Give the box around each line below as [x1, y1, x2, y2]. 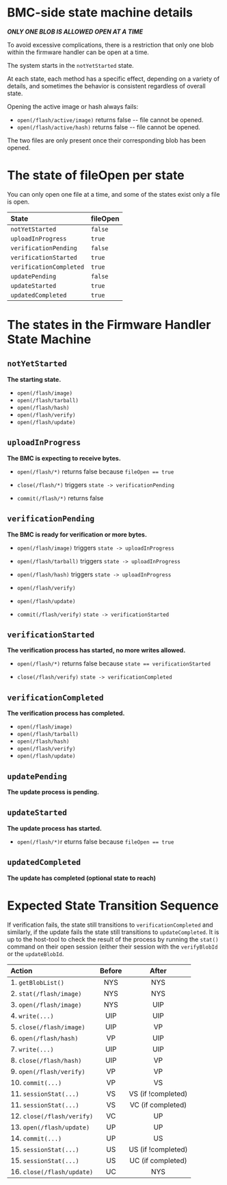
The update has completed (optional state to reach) [7, 874, 156, 882]
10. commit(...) [10, 1077, 62, 1087]
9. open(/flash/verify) [10, 1066, 85, 1076]
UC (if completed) [129, 1156, 187, 1165]
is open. [7, 197, 30, 206]
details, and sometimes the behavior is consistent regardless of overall [7, 82, 206, 90]
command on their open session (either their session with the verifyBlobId [7, 942, 218, 951]
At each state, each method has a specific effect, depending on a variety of [7, 74, 220, 83]
